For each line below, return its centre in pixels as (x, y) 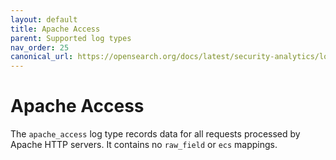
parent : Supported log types (71, 38)
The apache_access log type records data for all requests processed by (155, 134)
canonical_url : (42, 57)
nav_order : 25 (40, 47)
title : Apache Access (55, 29)
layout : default (44, 19)
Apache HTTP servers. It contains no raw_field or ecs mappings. (144, 145)
